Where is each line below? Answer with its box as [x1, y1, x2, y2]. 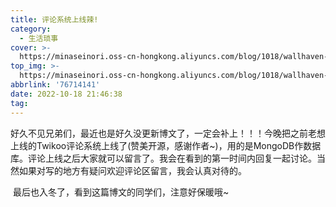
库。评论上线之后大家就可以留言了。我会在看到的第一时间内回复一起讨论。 [10, 152, 317, 164]
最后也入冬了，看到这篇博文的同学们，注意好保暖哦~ [12, 186, 230, 198]
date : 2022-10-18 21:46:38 [10, 89, 123, 99]
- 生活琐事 [19, 33, 59, 43]
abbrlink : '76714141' [10, 80, 101, 90]
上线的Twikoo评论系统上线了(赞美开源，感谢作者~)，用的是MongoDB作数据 [10, 139, 322, 151]
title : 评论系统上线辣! [10, 14, 99, 25]
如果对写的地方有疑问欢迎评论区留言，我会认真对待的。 [18, 164, 247, 176]
